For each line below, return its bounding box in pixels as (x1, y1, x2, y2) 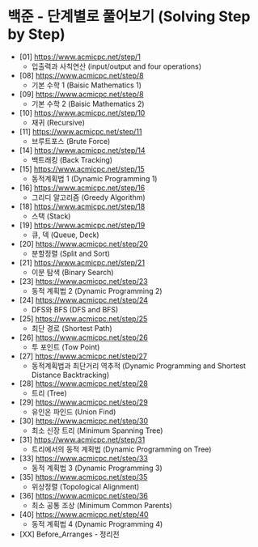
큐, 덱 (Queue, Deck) (31, 230, 99, 240)
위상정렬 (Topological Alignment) (31, 481, 140, 491)
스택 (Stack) (31, 211, 71, 221)
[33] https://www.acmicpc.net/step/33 (19, 453, 149, 463)
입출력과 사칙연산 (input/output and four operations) (31, 61, 202, 71)
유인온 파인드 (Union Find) (31, 406, 116, 417)
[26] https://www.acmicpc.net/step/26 (19, 333, 149, 342)
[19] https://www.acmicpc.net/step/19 (19, 220, 146, 230)
